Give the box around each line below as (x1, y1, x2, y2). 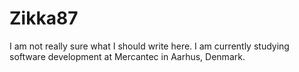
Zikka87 (9, 7, 79, 30)
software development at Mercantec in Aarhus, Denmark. (9, 50, 246, 62)
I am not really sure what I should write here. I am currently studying (9, 40, 290, 52)
